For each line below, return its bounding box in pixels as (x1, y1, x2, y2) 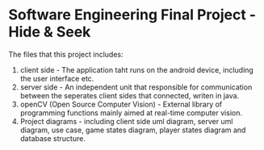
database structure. (19, 133, 86, 143)
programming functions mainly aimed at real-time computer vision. (19, 107, 242, 118)
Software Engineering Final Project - (8, 6, 257, 24)
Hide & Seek (8, 23, 91, 41)
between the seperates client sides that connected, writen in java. (19, 90, 240, 100)
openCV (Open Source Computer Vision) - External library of (19, 99, 223, 109)
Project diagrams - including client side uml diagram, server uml (19, 116, 233, 126)
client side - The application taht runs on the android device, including (19, 65, 254, 74)
